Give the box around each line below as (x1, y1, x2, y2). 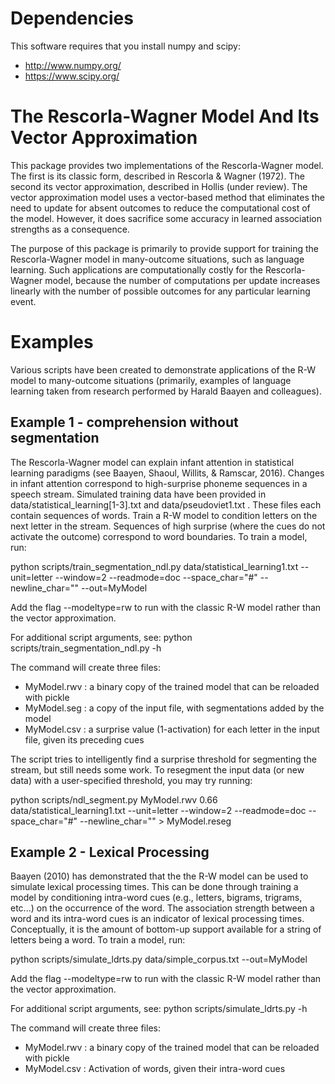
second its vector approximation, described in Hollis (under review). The (10, 180, 308, 192)
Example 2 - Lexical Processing (10, 844, 210, 861)
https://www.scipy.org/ (24, 70, 120, 82)
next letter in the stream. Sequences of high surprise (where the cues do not (10, 520, 326, 532)
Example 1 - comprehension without (10, 414, 239, 431)
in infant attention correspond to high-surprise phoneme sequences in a (10, 477, 308, 489)
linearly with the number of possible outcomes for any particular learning (10, 285, 311, 297)
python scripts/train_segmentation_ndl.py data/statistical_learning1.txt (10, 560, 299, 572)
